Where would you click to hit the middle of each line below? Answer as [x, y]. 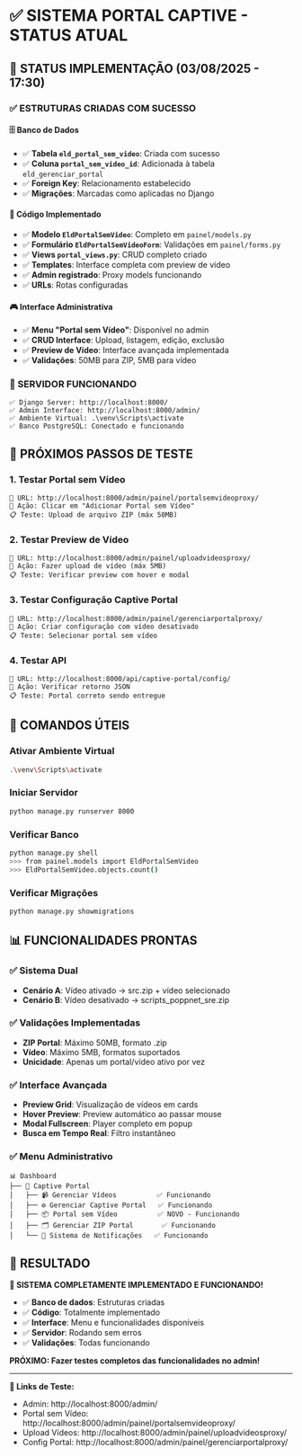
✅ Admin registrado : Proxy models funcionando [112, 274]
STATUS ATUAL [69, 36]
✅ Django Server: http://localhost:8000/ [89, 403]
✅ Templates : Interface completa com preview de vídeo [126, 264]
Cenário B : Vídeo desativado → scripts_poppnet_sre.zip [126, 999]
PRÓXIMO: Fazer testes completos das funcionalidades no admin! [135, 1361]
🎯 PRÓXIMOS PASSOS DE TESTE [101, 453]
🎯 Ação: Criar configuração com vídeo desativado [104, 626]
